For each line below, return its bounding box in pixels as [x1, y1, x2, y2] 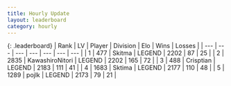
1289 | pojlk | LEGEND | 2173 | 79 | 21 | [7, 71, 117, 79]
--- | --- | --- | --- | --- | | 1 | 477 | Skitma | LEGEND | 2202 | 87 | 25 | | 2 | [15, 49, 224, 57]
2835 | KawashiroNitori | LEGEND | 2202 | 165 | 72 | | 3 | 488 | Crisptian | [7, 56, 216, 65]
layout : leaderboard [7, 17, 67, 23]
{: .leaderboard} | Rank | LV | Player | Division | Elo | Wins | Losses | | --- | [7, 42, 217, 50]
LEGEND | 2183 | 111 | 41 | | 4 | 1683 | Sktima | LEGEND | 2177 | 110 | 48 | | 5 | [7, 63, 225, 72]
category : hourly [7, 23, 58, 30]
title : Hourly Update [7, 10, 70, 17]
